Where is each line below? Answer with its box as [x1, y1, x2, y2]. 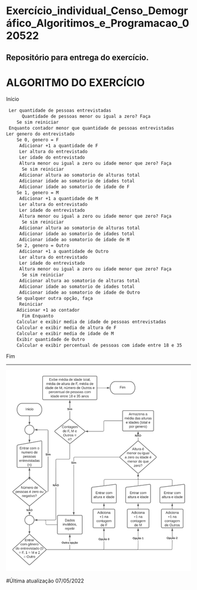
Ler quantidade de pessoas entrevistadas [8, 107, 111, 113]
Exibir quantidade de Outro [16, 336, 85, 342]
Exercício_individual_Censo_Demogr [6, 4, 189, 18]
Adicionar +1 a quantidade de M [19, 195, 98, 201]
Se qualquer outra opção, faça [16, 295, 93, 301]
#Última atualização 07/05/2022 [6, 577, 84, 584]
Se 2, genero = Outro [16, 242, 69, 248]
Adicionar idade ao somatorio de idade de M [19, 237, 130, 242]
